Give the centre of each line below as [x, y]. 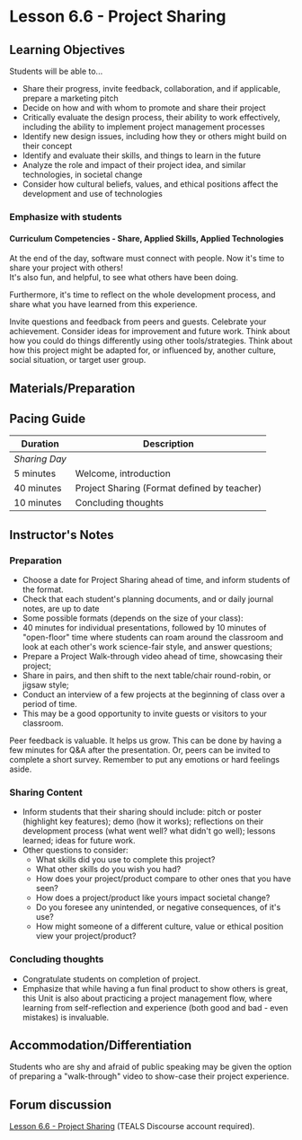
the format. [43, 589]
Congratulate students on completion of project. [111, 979]
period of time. [50, 704]
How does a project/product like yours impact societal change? [153, 898]
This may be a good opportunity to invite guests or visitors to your [145, 714]
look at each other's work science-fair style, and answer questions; [147, 647]
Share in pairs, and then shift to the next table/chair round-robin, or [147, 676]
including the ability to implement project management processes [143, 127]
